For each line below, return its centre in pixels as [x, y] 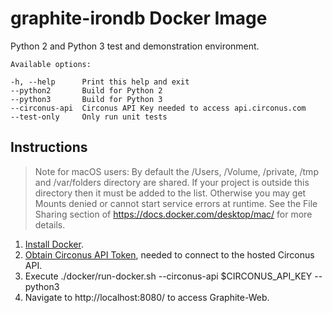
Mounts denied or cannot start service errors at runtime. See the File [176, 203]
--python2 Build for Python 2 [86, 90]
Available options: [51, 64]
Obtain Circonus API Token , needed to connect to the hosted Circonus [169, 254]
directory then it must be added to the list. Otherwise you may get [170, 193]
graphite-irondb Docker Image [139, 18]
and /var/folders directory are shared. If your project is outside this [172, 182]
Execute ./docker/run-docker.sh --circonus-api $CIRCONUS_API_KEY [168, 276]
